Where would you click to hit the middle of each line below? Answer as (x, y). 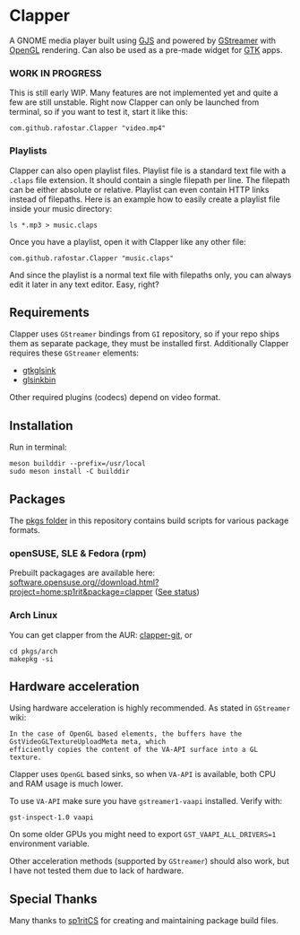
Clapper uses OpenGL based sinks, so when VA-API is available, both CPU (142, 774)
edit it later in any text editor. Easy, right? (84, 284)
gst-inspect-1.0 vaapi (51, 817)
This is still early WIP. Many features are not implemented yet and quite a (144, 93)
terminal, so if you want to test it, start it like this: (99, 112)
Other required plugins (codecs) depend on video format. (115, 398)
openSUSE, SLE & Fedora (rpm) (78, 553)
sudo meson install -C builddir (69, 472)
